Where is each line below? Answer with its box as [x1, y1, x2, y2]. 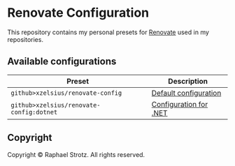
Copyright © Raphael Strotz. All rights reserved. [7, 150, 145, 158]
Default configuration [151, 88, 222, 98]
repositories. [7, 35, 44, 43]
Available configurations [7, 56, 117, 68]
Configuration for [151, 99, 208, 109]
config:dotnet [10, 108, 58, 116]
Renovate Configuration [7, 5, 150, 21]
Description [167, 76, 208, 86]
